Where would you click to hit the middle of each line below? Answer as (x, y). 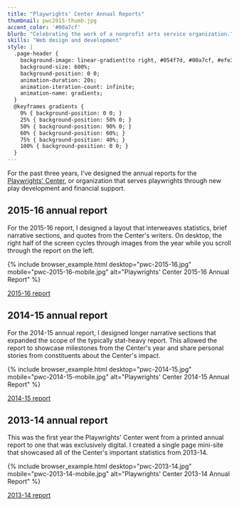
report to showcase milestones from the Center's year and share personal (116, 348)
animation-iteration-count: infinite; (78, 87)
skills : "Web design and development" (65, 41)
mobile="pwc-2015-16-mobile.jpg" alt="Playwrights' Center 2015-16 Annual (118, 272)
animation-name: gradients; (62, 93)
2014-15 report (29, 398)
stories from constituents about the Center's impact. (84, 355)
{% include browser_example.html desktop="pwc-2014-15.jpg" (100, 369)
